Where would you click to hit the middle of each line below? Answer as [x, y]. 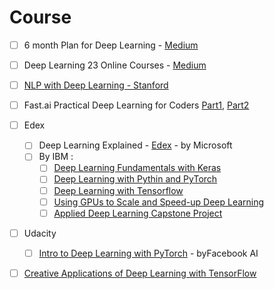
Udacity [40, 233]
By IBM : [56, 157]
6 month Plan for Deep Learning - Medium [111, 45]
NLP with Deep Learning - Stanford [96, 85]
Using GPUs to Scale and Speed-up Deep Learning [159, 202]
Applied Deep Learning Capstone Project [138, 213]
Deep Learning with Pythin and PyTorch [135, 179]
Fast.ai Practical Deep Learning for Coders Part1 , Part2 [136, 105]
